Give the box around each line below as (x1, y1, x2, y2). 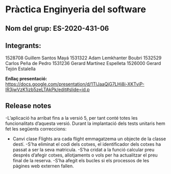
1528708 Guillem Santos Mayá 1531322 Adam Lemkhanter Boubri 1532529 (5, 55, 162, 61)
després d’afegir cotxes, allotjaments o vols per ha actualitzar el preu (12, 152, 158, 158)
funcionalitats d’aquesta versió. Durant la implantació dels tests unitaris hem (5, 120, 165, 126)
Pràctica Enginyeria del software (5, 4, 146, 15)
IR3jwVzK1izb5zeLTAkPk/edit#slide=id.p (5, 86, 90, 93)
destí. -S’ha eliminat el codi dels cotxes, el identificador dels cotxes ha (12, 141, 161, 147)
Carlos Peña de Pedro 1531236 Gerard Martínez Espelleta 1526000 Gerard (5, 60, 161, 67)
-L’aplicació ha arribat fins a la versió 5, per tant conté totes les (5, 115, 138, 121)
